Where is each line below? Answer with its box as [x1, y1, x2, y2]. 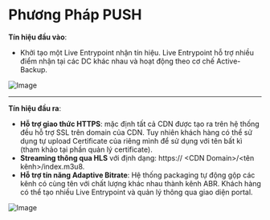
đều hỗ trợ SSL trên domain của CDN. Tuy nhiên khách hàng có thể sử [19, 127, 253, 137]
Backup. [19, 64, 48, 74]
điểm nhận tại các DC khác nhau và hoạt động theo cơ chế [19, 56, 215, 66]
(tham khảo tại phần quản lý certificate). [19, 145, 153, 154]
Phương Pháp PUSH [8, 6, 142, 24]
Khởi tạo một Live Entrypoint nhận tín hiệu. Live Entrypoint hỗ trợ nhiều [19, 47, 255, 57]
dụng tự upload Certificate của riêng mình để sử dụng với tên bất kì [19, 136, 243, 145]
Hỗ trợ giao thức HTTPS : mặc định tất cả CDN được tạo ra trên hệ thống [19, 119, 260, 128]
